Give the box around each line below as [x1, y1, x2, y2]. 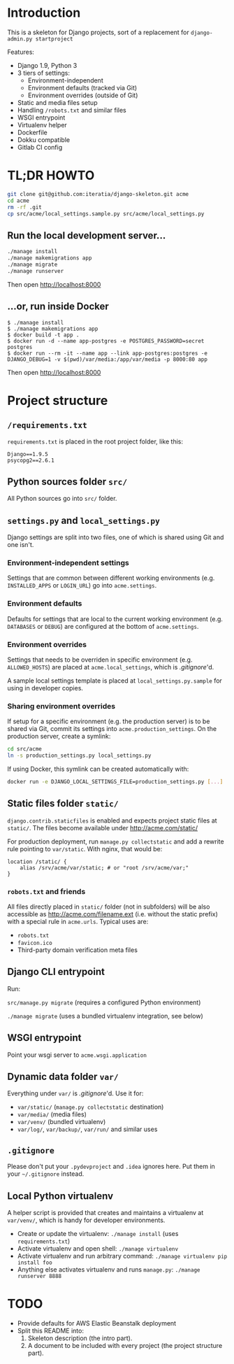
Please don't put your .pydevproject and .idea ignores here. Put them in [7, 1163, 215, 1171]
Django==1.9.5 [7, 450, 49, 457]
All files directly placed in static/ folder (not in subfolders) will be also [7, 902, 210, 911]
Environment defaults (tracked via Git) [27, 83, 138, 92]
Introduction [7, 5, 81, 21]
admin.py [7, 35, 33, 43]
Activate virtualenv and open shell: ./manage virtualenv [17, 1244, 179, 1253]
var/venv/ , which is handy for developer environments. [7, 1216, 166, 1225]
